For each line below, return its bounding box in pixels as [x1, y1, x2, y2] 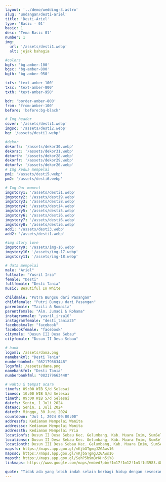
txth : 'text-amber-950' [5, 90, 54, 95]
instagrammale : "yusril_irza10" [5, 313, 72, 319]
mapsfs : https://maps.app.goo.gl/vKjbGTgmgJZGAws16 [5, 446, 114, 451]
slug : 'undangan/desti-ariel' [5, 12, 68, 17]
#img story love [5, 240, 39, 245]
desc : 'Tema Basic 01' [5, 30, 52, 35]
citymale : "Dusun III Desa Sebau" [5, 332, 77, 337]
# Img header [5, 117, 32, 122]
